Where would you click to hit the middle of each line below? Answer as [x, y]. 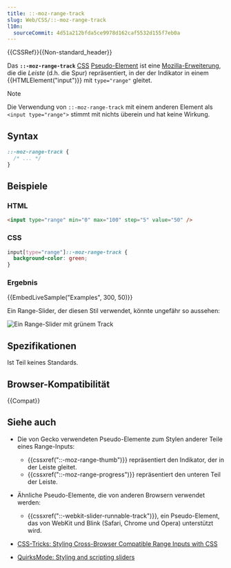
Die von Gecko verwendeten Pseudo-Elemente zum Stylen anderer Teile [120, 439]
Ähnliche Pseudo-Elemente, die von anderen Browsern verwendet [111, 495]
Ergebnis [22, 283]
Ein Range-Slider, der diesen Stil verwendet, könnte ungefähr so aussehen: [114, 311]
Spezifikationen [42, 346]
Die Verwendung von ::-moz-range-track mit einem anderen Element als [110, 107]
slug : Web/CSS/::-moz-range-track [57, 20]
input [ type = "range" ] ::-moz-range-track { [68, 252]
